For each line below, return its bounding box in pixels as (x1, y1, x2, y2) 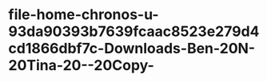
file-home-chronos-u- (8, 6, 159, 24)
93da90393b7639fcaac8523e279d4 (8, 22, 260, 41)
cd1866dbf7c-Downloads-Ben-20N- (8, 40, 256, 57)
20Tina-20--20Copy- (8, 57, 154, 75)
